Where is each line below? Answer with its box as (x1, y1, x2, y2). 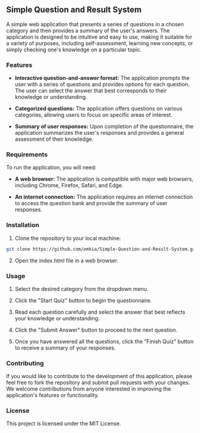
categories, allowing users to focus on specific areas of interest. (14, 112, 173, 119)
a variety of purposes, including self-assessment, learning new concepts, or (6, 39, 193, 47)
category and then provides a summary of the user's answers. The (6, 27, 170, 34)
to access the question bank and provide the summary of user (14, 200, 168, 207)
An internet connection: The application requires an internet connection (14, 193, 193, 200)
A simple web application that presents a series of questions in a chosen (6, 20, 184, 27)
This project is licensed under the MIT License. (6, 420, 121, 427)
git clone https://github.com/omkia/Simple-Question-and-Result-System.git (6, 246, 198, 252)
